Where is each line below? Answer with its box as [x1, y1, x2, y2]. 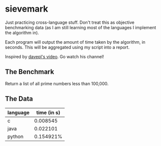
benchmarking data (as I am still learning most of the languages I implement [5, 24, 156, 30]
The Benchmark [5, 68, 54, 76]
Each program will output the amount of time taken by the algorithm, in [5, 39, 146, 45]
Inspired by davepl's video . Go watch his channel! [5, 53, 104, 59]
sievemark [5, 3, 48, 15]
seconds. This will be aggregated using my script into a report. [5, 44, 130, 50]
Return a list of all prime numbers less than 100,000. [5, 81, 109, 86]
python [7, 133, 24, 140]
